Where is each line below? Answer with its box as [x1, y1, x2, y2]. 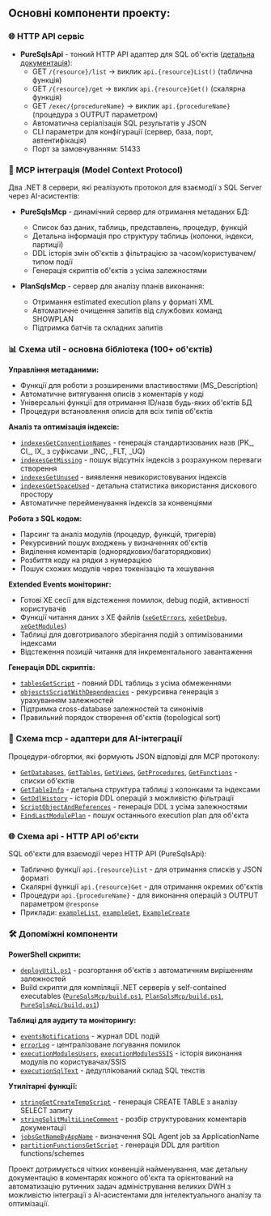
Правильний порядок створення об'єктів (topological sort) [19, 713, 221, 723]
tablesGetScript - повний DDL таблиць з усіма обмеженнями [19, 678, 232, 688]
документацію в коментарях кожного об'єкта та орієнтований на [8, 1173, 234, 1183]
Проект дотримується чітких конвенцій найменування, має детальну [8, 1164, 248, 1174]
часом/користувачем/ [179, 248, 256, 258]
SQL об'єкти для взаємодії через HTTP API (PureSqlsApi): [8, 848, 207, 858]
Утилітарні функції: [8, 1082, 78, 1091]
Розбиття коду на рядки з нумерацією [19, 555, 152, 565]
